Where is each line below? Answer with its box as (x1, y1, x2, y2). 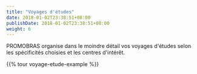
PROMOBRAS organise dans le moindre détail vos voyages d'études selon (6, 42, 192, 50)
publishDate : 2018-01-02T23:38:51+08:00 (6, 20, 110, 26)
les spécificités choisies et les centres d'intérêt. (6, 49, 125, 56)
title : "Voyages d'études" (6, 8, 75, 15)
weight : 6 (6, 25, 32, 32)
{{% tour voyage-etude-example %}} (6, 61, 99, 68)
